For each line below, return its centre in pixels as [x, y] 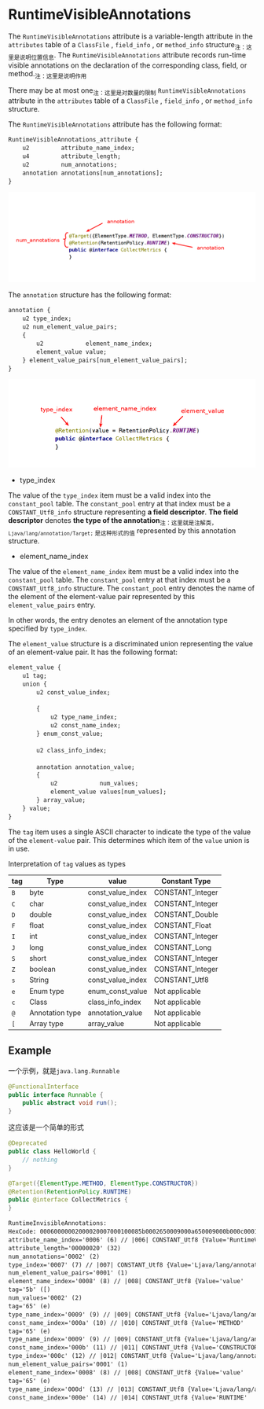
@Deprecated [27, 1143]
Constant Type [186, 881]
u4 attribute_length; [72, 156]
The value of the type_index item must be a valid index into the [110, 495]
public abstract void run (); [70, 1103]
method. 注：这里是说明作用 [48, 74]
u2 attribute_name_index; [79, 148]
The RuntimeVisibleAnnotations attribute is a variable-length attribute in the [130, 36]
